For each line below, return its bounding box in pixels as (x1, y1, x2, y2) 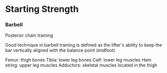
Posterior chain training (5, 32, 53, 38)
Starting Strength (5, 3, 79, 15)
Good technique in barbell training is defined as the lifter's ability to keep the (5, 42, 163, 48)
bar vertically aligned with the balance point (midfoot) (5, 47, 116, 53)
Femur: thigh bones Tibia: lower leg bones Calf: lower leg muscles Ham (5, 57, 152, 63)
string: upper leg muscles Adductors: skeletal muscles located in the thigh (5, 62, 158, 68)
